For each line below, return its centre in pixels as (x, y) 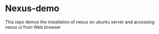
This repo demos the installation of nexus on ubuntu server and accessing (80, 22)
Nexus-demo (32, 8)
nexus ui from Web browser (33, 27)
